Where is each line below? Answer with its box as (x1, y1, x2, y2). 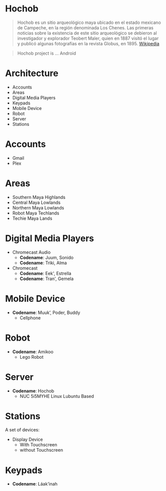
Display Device (12, 436, 43, 443)
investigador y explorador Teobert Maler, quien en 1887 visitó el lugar (17, 35, 159, 41)
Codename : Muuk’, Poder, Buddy (12, 309, 80, 315)
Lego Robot (19, 354, 44, 360)
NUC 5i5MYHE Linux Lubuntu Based (19, 393, 94, 399)
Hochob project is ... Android (17, 50, 76, 56)
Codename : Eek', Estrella (19, 270, 72, 276)
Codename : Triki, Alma (19, 260, 67, 266)
